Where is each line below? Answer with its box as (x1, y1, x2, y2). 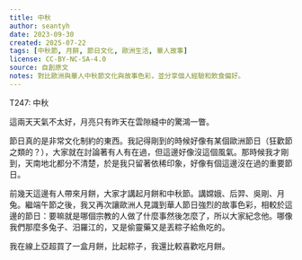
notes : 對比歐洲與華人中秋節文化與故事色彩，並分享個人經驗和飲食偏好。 (9, 72, 245, 81)
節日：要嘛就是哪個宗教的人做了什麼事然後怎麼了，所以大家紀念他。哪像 (24, 210, 293, 221)
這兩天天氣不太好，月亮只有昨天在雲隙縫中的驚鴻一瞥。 (9, 116, 214, 126)
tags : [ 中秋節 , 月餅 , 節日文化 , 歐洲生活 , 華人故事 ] (9, 47, 188, 56)
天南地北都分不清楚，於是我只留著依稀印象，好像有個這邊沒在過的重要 (24, 158, 285, 169)
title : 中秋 (9, 13, 51, 22)
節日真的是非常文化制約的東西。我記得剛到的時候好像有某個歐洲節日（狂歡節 (9, 135, 293, 146)
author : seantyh (9, 22, 70, 30)
